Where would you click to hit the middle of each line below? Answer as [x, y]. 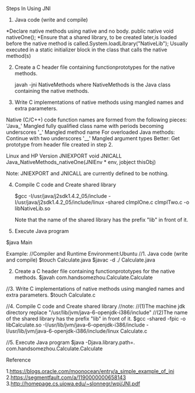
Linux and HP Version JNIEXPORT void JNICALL [64, 156]
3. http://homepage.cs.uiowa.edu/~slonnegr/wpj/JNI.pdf [73, 384]
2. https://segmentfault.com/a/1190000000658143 [66, 377]
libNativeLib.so [32, 208]
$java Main [19, 242]
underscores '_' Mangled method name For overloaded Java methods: [90, 132]
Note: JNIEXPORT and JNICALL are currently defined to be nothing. [88, 173]
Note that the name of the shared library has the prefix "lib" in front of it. [101, 220]
